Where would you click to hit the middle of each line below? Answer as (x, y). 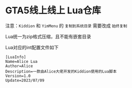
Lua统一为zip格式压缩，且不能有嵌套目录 (48, 36)
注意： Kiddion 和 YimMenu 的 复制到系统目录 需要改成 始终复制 (66, 26)
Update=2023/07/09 (25, 80)
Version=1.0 (18, 76)
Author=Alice (19, 66)
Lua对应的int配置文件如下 (32, 47)
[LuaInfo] (16, 57)
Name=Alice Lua (21, 61)
